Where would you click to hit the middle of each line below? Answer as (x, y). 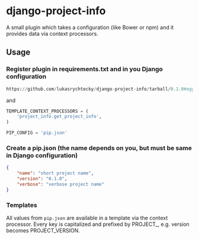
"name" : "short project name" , (55, 173)
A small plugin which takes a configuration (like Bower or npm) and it (90, 27)
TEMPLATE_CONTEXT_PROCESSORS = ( (47, 111)
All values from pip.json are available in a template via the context (87, 218)
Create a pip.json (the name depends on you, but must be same (99, 148)
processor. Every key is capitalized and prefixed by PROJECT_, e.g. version (98, 224)
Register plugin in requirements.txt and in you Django (84, 69)
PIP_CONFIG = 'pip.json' (37, 133)
